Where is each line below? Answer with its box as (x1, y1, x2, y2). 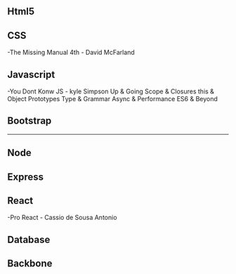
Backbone (7, 258, 53, 270)
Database (7, 233, 51, 245)
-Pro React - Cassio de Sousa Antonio (7, 214, 117, 222)
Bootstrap (7, 115, 52, 127)
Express (7, 171, 44, 183)
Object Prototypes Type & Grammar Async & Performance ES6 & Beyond (7, 95, 218, 103)
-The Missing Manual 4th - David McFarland (7, 48, 135, 57)
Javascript (7, 68, 55, 80)
